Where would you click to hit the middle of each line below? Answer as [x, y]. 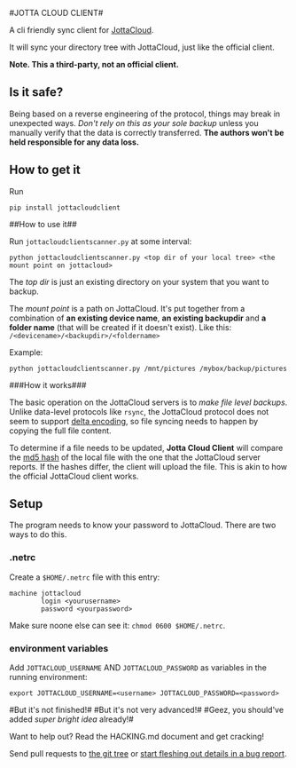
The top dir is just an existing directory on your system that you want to [139, 281]
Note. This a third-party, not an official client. [94, 64]
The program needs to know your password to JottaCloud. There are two [143, 525]
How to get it [45, 170]
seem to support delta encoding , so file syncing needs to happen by [134, 421]
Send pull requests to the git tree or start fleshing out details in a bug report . [148, 754]
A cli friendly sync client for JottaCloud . [82, 30]
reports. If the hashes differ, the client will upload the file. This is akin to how [148, 466]
